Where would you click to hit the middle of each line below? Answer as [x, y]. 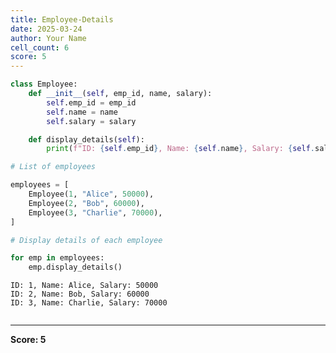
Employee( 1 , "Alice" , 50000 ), [91, 194]
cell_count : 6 [40, 47]
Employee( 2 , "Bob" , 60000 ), [86, 203]
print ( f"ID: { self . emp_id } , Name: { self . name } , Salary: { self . [180, 149]
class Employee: [44, 84]
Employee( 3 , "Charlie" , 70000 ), [95, 212]
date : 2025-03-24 [46, 29]
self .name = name [82, 112]
